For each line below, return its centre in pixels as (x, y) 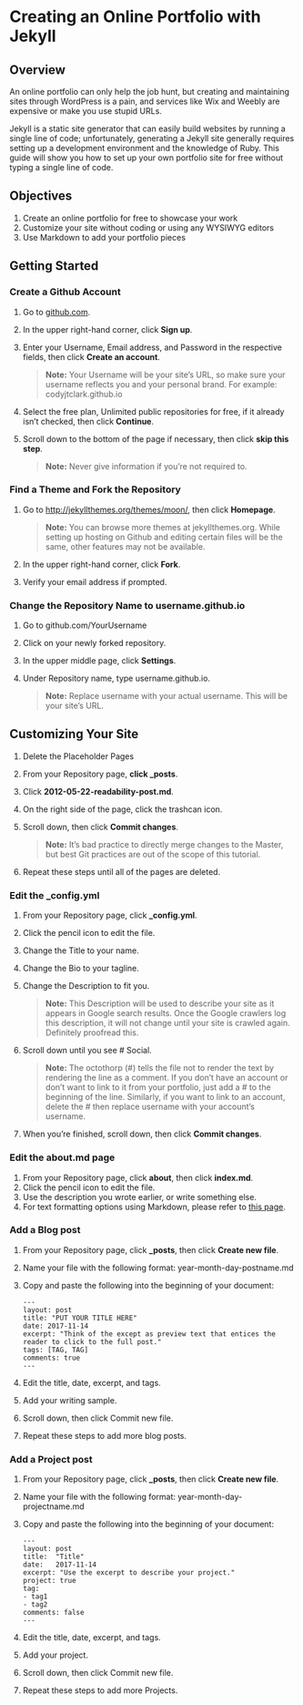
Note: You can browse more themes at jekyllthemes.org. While (162, 527)
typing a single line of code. (61, 167)
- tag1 (35, 1597)
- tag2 (35, 1605)
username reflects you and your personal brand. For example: (161, 384)
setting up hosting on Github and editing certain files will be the (164, 537)
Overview (38, 70)
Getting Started (54, 266)
